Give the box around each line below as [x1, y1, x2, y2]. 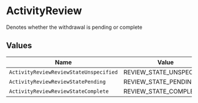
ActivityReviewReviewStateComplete [9, 88, 109, 95]
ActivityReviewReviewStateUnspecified [9, 69, 118, 75]
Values [6, 41, 32, 51]
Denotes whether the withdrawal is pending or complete [6, 24, 143, 31]
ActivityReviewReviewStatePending [9, 78, 106, 85]
